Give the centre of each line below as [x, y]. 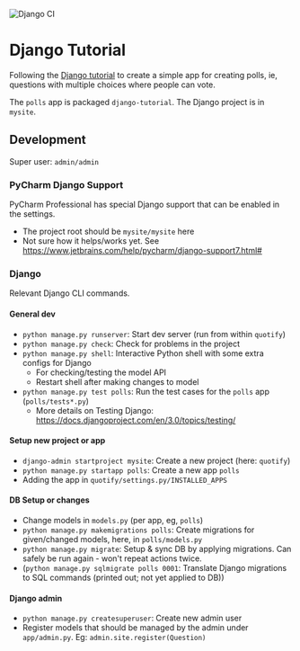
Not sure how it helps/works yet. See [91, 241]
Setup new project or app [57, 441]
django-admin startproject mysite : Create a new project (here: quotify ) [156, 460]
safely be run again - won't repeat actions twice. [112, 558]
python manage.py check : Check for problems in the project [131, 343]
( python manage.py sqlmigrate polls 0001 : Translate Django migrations [154, 567]
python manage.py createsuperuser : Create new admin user [132, 618]
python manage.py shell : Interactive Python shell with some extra [143, 353]
